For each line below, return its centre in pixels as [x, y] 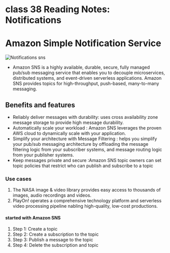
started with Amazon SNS [33, 217]
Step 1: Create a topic [35, 229]
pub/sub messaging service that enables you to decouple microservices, [89, 73]
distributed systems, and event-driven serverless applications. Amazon [87, 78]
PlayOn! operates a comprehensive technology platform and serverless [87, 201]
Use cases [19, 179]
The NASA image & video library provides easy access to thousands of [87, 190]
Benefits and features [40, 105]
